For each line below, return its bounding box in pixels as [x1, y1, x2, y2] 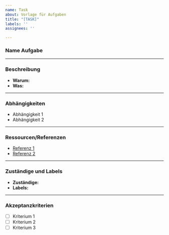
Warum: [12, 77, 30, 83]
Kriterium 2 [12, 219, 36, 225]
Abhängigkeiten [5, 100, 45, 107]
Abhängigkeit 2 [12, 116, 44, 123]
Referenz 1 [12, 145, 35, 151]
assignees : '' [5, 26, 35, 31]
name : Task [5, 7, 28, 13]
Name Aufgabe [5, 47, 43, 54]
